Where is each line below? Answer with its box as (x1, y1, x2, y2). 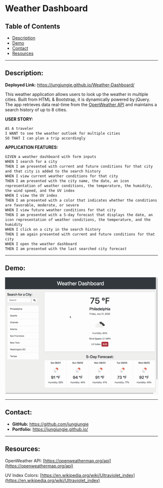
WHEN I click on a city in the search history (5, 227, 101, 232)
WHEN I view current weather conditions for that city (5, 173, 118, 178)
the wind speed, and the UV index (5, 188, 75, 193)
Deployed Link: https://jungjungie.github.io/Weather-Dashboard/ (5, 82, 135, 88)
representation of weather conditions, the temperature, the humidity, (5, 183, 153, 188)
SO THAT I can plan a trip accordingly (5, 136, 86, 141)
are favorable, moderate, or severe (5, 203, 79, 207)
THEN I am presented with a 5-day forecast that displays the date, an (5, 212, 153, 217)
